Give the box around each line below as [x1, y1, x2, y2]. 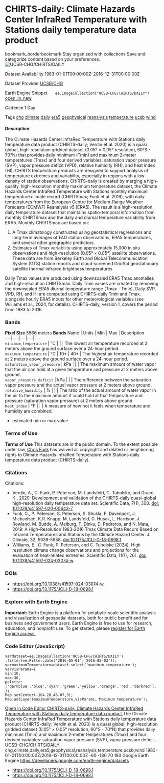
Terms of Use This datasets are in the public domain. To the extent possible [5, 441, 158, 447]
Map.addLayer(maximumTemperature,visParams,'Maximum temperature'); [5, 697, 148, 702]
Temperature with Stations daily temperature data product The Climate [5, 710, 148, 716]
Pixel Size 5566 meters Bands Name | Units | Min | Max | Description [5, 330, 144, 336]
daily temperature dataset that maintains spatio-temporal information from [5, 210, 155, 216]
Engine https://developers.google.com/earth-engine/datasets [5, 757, 129, 763]
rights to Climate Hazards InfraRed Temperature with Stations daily [5, 452, 140, 458]
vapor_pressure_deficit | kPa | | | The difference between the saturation [5, 377, 151, 383]
